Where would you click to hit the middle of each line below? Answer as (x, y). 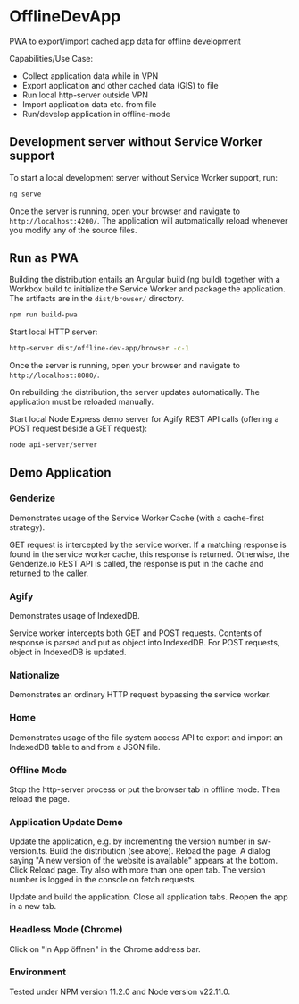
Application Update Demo (66, 822)
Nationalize (34, 675)
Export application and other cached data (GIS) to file (120, 85)
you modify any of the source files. (73, 230)
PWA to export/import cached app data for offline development (125, 41)
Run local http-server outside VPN (85, 95)
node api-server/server (54, 445)
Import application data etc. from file (89, 104)
